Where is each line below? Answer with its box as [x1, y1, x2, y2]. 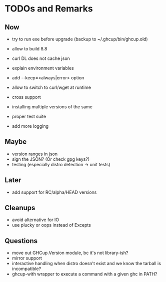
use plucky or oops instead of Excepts [11, 222, 91, 228]
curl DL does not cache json [11, 55, 70, 61]
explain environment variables [11, 65, 74, 71]
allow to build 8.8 [11, 46, 47, 51]
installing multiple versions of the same [11, 104, 93, 110]
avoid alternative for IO [11, 217, 59, 223]
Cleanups [4, 204, 35, 212]
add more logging [11, 123, 48, 129]
